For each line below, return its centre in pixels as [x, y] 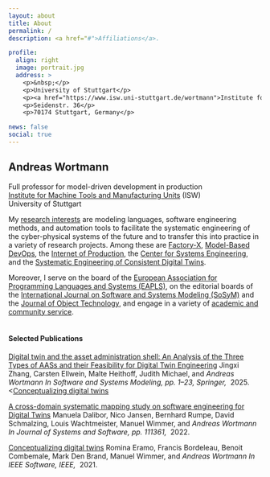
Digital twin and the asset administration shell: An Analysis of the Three [126, 356]
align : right [37, 60]
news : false [28, 127]
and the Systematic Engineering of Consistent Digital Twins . [107, 261]
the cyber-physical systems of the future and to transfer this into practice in [134, 236]
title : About [30, 23]
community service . [41, 311]
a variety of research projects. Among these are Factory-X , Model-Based [129, 245]
